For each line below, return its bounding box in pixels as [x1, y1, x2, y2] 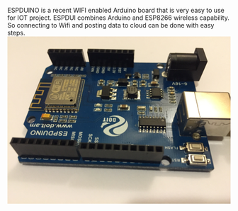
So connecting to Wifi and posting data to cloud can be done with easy [7, 21, 215, 29]
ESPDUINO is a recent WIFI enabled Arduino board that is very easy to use [7, 6, 225, 14]
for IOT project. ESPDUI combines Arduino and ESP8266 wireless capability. [7, 13, 230, 22]
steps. [7, 28, 25, 37]
